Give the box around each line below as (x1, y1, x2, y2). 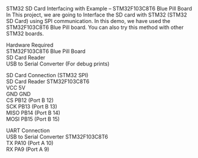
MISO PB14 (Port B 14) (6, 109, 61, 116)
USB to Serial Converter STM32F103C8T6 (6, 133, 108, 140)
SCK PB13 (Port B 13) (6, 103, 57, 110)
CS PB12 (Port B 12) (6, 97, 54, 104)
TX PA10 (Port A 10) (6, 140, 54, 146)
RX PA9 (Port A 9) (6, 146, 50, 153)
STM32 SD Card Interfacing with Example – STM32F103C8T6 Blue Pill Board (6, 5, 192, 12)
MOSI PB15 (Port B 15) (6, 116, 60, 123)
